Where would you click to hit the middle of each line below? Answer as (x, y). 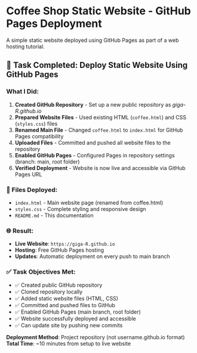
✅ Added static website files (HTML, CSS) (66, 298)
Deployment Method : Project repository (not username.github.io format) (96, 337)
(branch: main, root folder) (47, 162)
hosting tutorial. (25, 47)
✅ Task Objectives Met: (41, 272)
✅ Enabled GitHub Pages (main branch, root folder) (78, 312)
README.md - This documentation (54, 215)
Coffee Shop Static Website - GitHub (98, 11)
